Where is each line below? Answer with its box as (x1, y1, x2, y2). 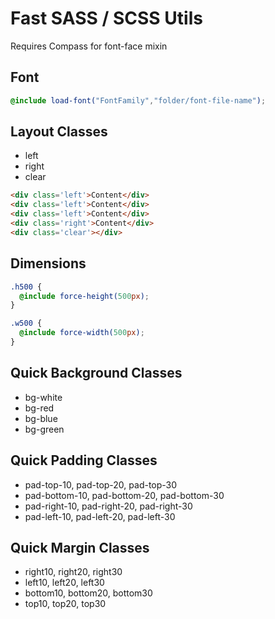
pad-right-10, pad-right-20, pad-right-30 (24, 500, 193, 512)
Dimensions (10, 255, 87, 272)
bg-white (24, 391, 63, 403)
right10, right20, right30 (24, 566, 123, 578)
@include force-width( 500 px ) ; (19, 328, 145, 338)
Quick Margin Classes (10, 539, 150, 556)
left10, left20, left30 (24, 577, 105, 589)
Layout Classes (10, 123, 108, 141)
